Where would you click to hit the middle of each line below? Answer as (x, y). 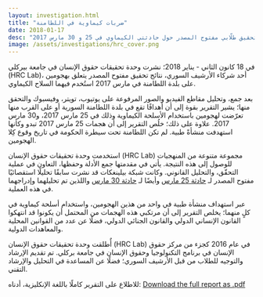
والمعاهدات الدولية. (36, 229)
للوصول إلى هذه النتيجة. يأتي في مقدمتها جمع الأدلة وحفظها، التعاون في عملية (120, 164)
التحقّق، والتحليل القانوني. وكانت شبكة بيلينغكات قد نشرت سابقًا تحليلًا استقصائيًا (123, 172)
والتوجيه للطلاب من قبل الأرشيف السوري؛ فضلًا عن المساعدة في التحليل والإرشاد (126, 261)
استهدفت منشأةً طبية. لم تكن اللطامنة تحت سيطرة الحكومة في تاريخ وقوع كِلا (121, 132)
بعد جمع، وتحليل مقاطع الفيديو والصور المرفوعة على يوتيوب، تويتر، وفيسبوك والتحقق (130, 99)
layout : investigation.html (54, 15)
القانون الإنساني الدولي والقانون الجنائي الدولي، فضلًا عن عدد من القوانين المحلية (124, 221)
